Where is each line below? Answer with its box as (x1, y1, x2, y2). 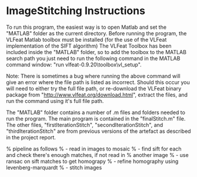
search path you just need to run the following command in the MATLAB (6, 55, 181, 62)
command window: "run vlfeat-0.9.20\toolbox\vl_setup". (6, 61, 142, 68)
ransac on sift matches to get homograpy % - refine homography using (6, 158, 179, 165)
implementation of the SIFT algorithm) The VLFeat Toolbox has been (6, 42, 172, 49)
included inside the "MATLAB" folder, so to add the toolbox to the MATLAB (6, 48, 187, 55)
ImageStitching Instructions (6, 4, 146, 18)
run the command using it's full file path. (6, 97, 104, 104)
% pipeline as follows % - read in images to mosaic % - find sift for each (6, 145, 182, 152)
